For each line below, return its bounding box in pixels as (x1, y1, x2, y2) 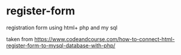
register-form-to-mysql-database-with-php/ (6, 42, 116, 49)
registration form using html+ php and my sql (6, 24, 118, 31)
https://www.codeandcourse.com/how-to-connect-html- (34, 35, 175, 42)
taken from (6, 35, 34, 42)
